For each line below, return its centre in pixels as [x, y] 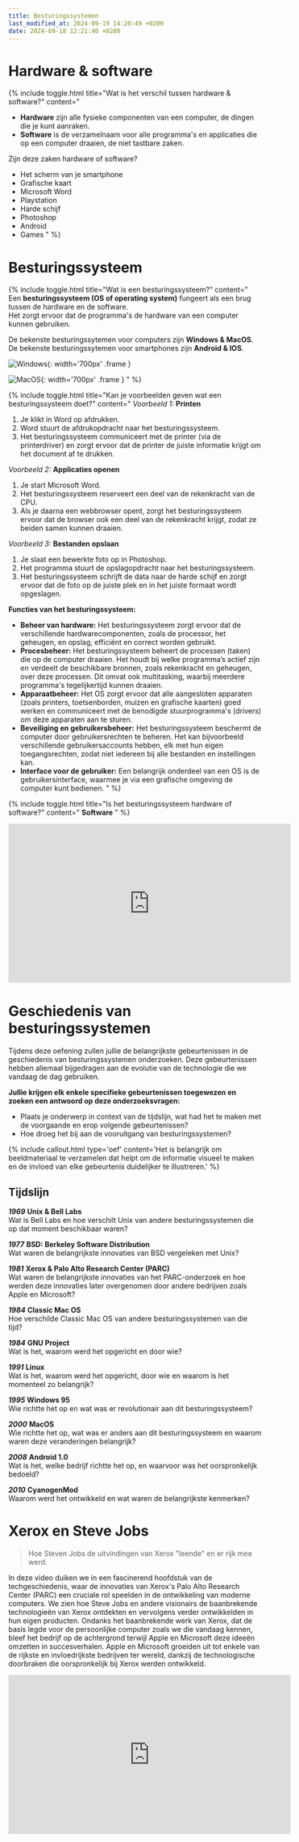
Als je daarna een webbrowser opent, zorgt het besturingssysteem [131, 511]
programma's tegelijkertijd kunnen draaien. [91, 685]
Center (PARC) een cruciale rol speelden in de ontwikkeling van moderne [130, 1595]
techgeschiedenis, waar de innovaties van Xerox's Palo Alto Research [124, 1586]
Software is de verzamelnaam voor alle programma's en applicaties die [139, 135]
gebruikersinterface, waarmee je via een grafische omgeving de [127, 780]
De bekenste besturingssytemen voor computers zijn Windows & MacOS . [131, 339]
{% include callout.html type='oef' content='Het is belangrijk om [115, 1149]
